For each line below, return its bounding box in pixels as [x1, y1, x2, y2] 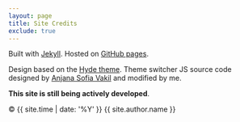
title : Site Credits [8, 19, 78, 27]
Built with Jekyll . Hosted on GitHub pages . [8, 49, 149, 59]
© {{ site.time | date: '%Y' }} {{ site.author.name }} [8, 104, 176, 114]
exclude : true [8, 27, 57, 35]
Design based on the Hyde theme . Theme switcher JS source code [8, 65, 232, 74]
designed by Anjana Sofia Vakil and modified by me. [8, 74, 182, 83]
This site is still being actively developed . [8, 89, 150, 99]
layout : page [8, 11, 53, 20]
